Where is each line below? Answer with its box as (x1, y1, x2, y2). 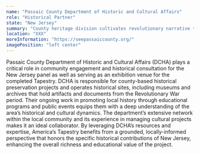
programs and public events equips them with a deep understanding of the (6, 103, 190, 110)
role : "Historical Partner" (6, 14, 76, 20)
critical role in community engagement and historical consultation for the (6, 64, 185, 72)
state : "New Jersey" (6, 20, 58, 26)
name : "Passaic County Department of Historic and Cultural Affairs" (6, 8, 183, 15)
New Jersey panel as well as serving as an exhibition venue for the (6, 71, 170, 78)
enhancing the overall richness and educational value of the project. (6, 141, 173, 148)
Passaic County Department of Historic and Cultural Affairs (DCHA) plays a (6, 58, 190, 66)
